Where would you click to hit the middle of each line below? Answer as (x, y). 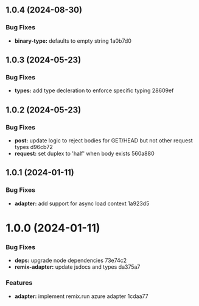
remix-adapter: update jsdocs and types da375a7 (77, 267)
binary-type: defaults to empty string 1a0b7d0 (73, 41)
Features (19, 283)
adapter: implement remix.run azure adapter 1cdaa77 (81, 296)
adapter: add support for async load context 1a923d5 (82, 203)
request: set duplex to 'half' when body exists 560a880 (84, 154)
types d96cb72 (33, 147)
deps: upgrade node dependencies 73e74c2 (71, 260)
